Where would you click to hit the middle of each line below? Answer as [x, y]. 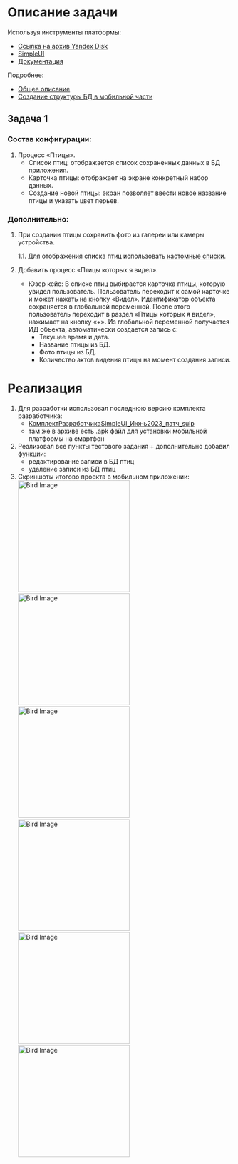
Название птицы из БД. [74, 344]
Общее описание [44, 89]
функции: [32, 454]
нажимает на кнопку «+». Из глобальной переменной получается [129, 322]
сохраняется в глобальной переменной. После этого [109, 306]
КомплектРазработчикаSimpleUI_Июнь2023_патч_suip [111, 423]
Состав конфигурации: [50, 139]
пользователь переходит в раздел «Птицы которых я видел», [122, 314]
